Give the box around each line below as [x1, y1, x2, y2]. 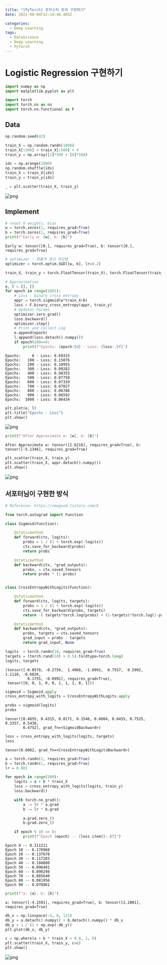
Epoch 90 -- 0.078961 [5, 882, 50, 887]
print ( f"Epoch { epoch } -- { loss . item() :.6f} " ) [23, 834, 121, 839]
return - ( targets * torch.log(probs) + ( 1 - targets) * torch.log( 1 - [23, 612, 159, 617]
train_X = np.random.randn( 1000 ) [5, 143, 75, 148]
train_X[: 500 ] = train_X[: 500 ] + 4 [5, 148, 79, 153]
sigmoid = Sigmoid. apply [5, 689, 57, 694]
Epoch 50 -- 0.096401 [5, 865, 50, 870]
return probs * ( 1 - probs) [23, 572, 77, 577]
